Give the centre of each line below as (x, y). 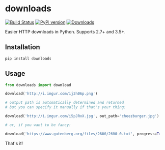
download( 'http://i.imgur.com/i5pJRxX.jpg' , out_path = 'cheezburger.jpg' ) (82, 116)
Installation (23, 47)
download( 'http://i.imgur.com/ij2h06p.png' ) (51, 94)
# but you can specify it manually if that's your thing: (66, 107)
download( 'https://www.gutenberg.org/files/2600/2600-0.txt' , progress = (81, 134)
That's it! (14, 143)
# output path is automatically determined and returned (65, 103)
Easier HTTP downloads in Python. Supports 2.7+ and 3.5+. (65, 31)
